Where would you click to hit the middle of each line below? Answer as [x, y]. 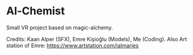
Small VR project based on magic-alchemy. [60, 27]
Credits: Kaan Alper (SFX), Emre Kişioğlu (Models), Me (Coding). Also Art [97, 39]
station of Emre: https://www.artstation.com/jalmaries [72, 45]
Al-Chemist [35, 11]
